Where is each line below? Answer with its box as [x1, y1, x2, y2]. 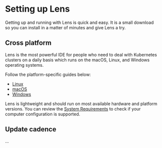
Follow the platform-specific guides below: [5, 72, 91, 77]
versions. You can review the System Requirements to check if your [5, 106, 141, 111]
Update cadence [5, 125, 57, 133]
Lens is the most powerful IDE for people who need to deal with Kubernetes [5, 52, 157, 57]
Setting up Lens [5, 3, 70, 15]
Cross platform [5, 39, 52, 47]
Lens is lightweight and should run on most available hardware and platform [5, 101, 158, 107]
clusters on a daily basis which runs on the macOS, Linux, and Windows [5, 57, 150, 63]
